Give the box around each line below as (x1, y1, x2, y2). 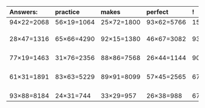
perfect (146, 8, 169, 16)
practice (54, 8, 80, 16)
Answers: (9, 8, 38, 16)
